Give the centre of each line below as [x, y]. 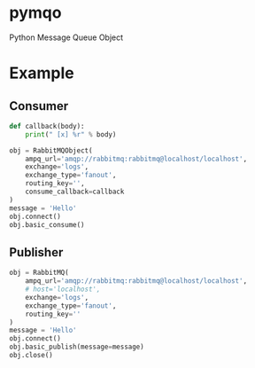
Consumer [39, 106]
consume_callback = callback [75, 192]
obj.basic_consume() [47, 224]
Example [42, 73]
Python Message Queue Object [66, 37]
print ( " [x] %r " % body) [71, 134]
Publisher [36, 252]
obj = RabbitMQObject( [51, 150]
